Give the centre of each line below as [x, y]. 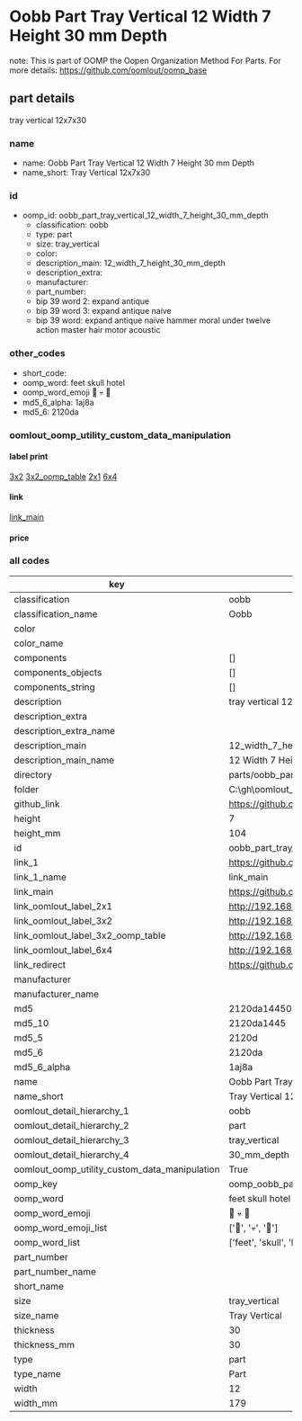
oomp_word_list [47, 1242]
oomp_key [36, 1184]
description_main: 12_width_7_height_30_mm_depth [131, 264]
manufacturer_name [57, 994]
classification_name [56, 613]
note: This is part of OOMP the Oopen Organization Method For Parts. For [145, 60]
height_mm [37, 833]
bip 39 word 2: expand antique [93, 301]
